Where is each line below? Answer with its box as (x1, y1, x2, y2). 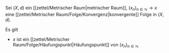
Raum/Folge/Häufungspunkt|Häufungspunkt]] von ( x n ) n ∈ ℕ (12, 41, 139, 49)
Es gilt (5, 26, 18, 32)
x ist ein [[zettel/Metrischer (12, 36, 70, 42)
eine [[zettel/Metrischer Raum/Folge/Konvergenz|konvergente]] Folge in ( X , (5, 11, 164, 17)
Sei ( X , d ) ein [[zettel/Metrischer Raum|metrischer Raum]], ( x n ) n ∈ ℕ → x (5, 5, 157, 12)
